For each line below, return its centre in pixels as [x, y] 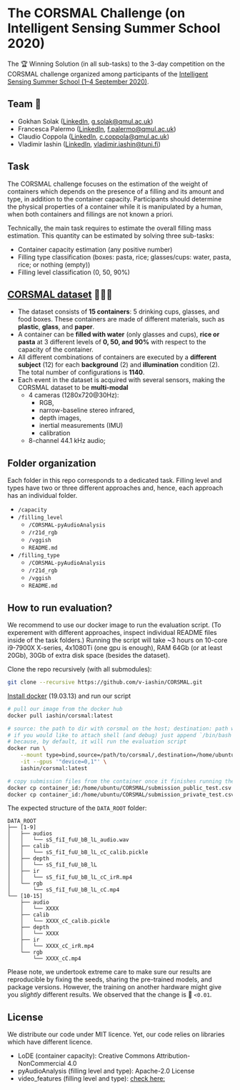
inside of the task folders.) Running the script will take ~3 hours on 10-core [117, 640]
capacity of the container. [56, 350]
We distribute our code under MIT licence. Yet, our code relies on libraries [116, 1034]
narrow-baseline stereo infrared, [87, 410]
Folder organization [52, 463]
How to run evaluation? [60, 607]
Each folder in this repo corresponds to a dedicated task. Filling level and [115, 481]
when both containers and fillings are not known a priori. [90, 214]
